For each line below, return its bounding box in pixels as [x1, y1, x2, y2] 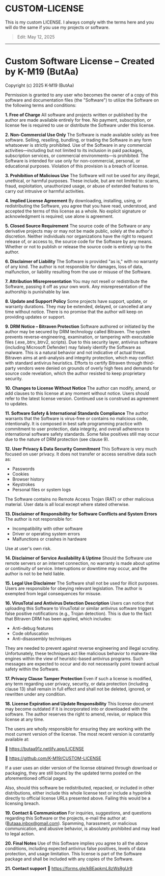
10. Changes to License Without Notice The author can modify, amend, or [5, 385, 156, 391]
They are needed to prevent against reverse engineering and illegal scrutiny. [5, 645, 160, 651]
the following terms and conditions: [5, 102, 77, 108]
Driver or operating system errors [12, 531, 80, 536]
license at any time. [5, 716, 45, 722]
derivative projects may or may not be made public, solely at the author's [5, 228, 153, 234]
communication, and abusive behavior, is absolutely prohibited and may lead [5, 825, 160, 831]
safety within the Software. [5, 666, 60, 672]
